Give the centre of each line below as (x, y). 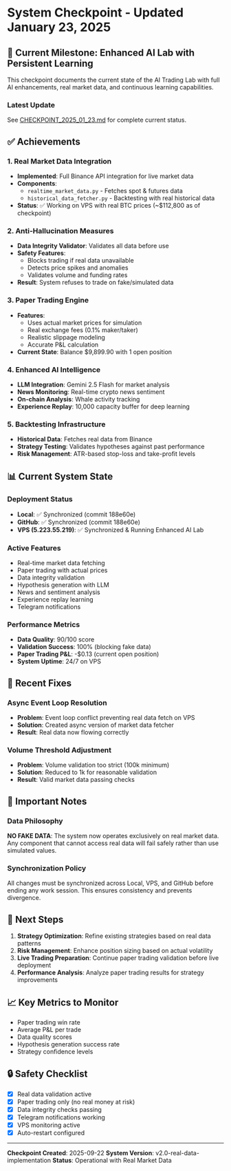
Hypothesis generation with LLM (63, 585)
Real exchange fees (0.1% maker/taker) (83, 330)
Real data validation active (54, 1094)
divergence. (24, 898)
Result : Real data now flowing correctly (73, 732)
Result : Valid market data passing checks (76, 780)
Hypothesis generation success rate (68, 1044)
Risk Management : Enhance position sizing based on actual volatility (115, 951)
